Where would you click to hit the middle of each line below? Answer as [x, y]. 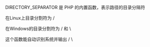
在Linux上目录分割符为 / [30, 18]
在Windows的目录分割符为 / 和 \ [38, 28]
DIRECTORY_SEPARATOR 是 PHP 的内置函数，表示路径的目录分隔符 [75, 7]
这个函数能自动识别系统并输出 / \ [39, 39]
